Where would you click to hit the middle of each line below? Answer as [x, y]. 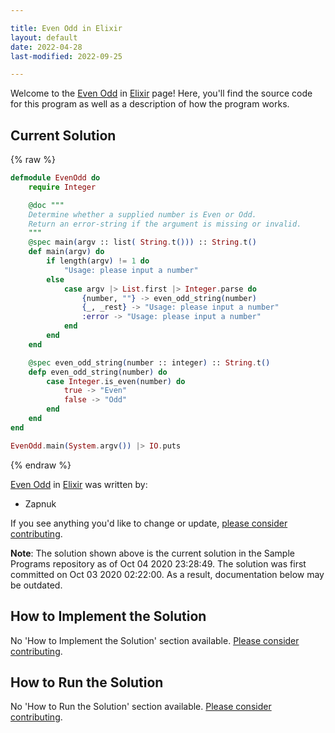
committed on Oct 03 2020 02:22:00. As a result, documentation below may [167, 574]
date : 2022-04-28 [46, 47]
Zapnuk [40, 503]
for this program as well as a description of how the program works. [150, 104]
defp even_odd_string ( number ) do [98, 372]
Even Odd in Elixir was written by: [79, 484]
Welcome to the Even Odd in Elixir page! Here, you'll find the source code [161, 93]
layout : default [44, 37]
